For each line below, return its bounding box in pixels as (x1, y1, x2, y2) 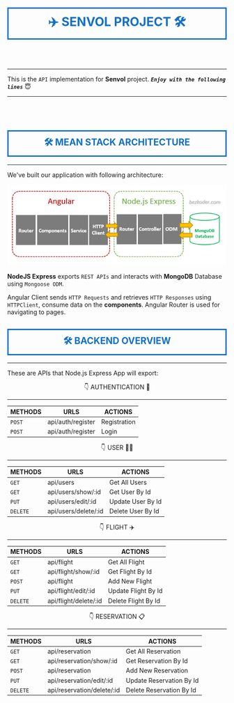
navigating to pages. (7, 308, 66, 316)
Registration (100, 418, 136, 426)
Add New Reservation (125, 666, 189, 675)
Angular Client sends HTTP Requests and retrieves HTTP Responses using (7, 293, 212, 302)
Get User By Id (109, 488, 151, 496)
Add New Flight (107, 577, 153, 585)
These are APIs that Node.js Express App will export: (7, 369, 159, 378)
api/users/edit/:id (47, 497, 97, 506)
